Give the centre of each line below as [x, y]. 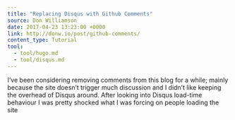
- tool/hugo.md [36, 54]
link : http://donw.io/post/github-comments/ [74, 34]
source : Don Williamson [42, 20]
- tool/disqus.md [39, 60]
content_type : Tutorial [42, 40]
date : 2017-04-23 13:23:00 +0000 [56, 27]
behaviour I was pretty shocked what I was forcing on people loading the [113, 102]
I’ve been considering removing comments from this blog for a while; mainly [118, 80]
